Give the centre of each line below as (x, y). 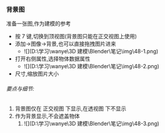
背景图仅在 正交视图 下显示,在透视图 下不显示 (70, 108)
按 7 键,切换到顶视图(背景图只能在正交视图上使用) (76, 37)
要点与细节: (20, 89)
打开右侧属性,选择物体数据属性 (52, 59)
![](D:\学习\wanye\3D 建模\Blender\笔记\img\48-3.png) (91, 123)
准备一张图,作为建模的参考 (39, 24)
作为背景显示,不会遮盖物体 (47, 116)
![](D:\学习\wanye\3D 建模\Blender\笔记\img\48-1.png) (91, 52)
